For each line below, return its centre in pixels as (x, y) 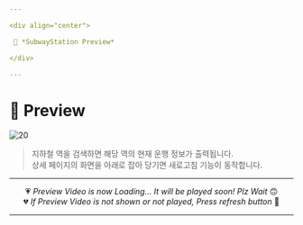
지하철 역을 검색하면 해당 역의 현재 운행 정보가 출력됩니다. (133, 154)
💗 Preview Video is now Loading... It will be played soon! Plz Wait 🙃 (151, 192)
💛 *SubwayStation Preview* (64, 41)
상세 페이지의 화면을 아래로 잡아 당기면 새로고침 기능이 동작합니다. (147, 165)
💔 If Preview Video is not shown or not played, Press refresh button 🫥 (151, 202)
